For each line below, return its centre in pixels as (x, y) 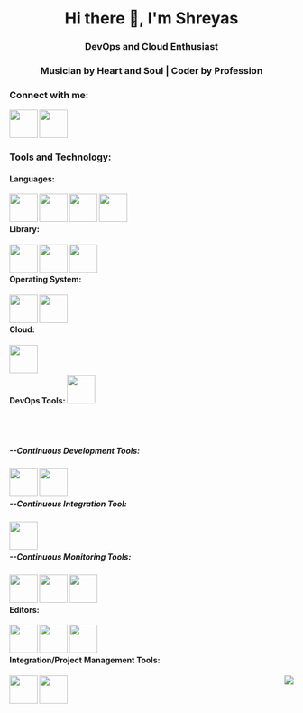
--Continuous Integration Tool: (69, 504)
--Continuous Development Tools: (75, 450)
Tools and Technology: (60, 157)
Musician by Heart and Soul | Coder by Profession (151, 71)
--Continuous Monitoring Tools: (70, 556)
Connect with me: (49, 95)
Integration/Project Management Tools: (85, 660)
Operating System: (46, 280)
